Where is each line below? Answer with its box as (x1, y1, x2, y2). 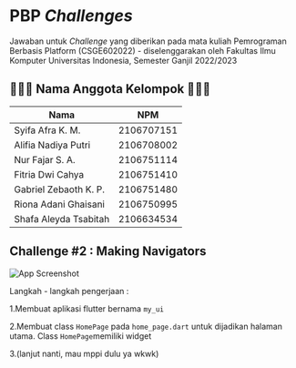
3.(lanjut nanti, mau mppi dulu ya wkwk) (9, 348, 159, 359)
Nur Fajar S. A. (14, 153, 76, 166)
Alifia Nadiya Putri (14, 138, 91, 151)
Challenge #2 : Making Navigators (9, 243, 207, 260)
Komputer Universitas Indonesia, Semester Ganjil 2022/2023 (9, 55, 238, 66)
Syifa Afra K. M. (14, 124, 81, 137)
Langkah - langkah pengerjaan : (9, 285, 129, 296)
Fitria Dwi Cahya (14, 168, 85, 180)
